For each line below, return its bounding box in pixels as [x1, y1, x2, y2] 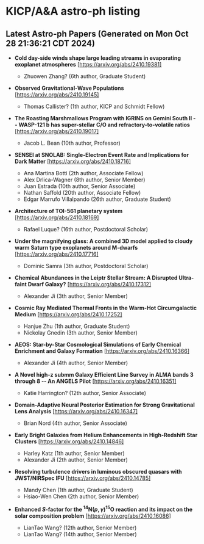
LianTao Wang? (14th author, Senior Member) [23, 530, 138, 538]
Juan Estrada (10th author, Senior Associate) [23, 183, 136, 190]
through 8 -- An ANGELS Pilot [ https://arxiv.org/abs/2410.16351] [14, 377, 177, 385]
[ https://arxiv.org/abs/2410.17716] [14, 250, 99, 258]
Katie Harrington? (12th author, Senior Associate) [23, 390, 147, 396]
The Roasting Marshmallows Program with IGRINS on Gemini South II [14, 115, 192, 121]
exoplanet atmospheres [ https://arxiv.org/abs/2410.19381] [14, 61, 162, 68]
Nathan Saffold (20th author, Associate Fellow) [23, 189, 141, 196]
